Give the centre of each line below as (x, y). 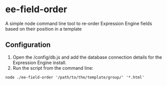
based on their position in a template (44, 29)
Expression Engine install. (39, 63)
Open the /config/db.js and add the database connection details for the (87, 57)
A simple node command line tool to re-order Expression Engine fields (79, 23)
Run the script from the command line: (53, 68)
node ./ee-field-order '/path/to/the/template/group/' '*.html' (75, 77)
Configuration (28, 45)
